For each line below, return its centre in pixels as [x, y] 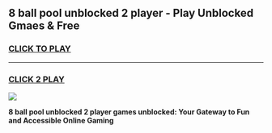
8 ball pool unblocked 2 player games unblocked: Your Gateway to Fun [129, 111]
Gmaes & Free [44, 26]
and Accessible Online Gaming [61, 120]
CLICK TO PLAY [40, 49]
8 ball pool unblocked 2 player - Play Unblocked [131, 13]
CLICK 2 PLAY [36, 79]
